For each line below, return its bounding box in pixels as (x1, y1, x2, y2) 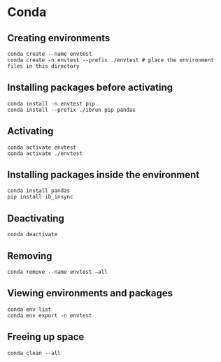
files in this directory (7, 63, 80, 70)
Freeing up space (7, 331, 85, 343)
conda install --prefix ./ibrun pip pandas (7, 106, 136, 113)
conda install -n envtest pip (7, 100, 96, 107)
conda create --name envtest (7, 50, 92, 57)
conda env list (7, 305, 52, 313)
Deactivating (7, 212, 65, 224)
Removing (7, 249, 52, 262)
